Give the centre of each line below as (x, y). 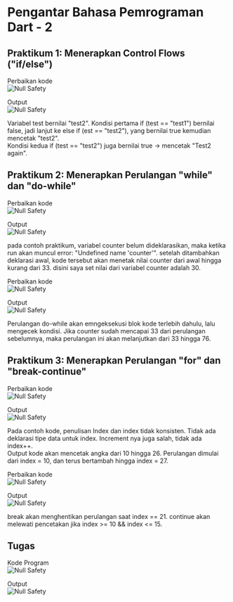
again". (18, 153)
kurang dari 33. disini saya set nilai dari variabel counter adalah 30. (104, 267)
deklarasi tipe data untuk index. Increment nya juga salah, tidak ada (105, 438)
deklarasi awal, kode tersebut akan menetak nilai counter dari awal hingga (114, 260)
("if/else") (30, 64)
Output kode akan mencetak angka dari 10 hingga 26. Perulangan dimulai (113, 453)
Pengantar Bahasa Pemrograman (106, 12)
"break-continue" (47, 372)
